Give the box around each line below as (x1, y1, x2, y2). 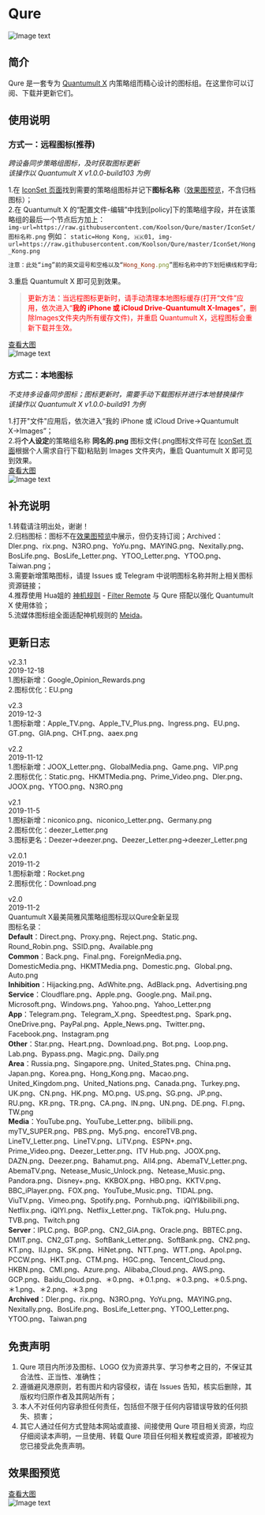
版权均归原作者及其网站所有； (19, 1392, 117, 1401)
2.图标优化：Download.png (8, 879, 97, 888)
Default (8, 932, 33, 941)
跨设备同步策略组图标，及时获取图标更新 (8, 159, 140, 168)
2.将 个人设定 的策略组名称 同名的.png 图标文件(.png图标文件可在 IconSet (8, 435, 244, 445)
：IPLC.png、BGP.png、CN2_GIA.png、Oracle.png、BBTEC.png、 (30, 1226, 247, 1235)
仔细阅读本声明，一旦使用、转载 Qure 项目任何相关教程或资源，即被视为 (19, 1431, 254, 1441)
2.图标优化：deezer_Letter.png (8, 825, 109, 835)
